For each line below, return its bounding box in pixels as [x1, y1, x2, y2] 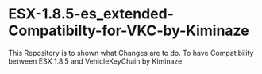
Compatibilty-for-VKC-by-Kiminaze [8, 21, 249, 40]
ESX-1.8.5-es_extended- [8, 5, 175, 23]
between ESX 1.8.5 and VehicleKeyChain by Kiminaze [8, 56, 183, 66]
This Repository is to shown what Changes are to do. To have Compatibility [8, 48, 254, 57]
